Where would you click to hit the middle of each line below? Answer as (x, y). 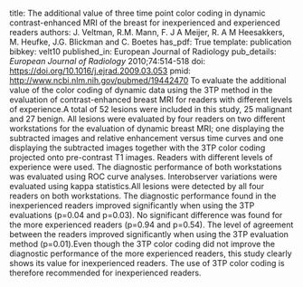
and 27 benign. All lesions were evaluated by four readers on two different (147, 119)
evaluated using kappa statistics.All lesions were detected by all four (137, 186)
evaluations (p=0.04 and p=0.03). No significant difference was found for (146, 215)
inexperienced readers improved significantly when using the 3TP (132, 206)
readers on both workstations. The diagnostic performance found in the (143, 196)
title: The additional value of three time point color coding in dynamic (137, 13)
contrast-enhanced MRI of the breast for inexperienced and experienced (145, 23)
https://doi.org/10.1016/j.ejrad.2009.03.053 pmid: (100, 71)
